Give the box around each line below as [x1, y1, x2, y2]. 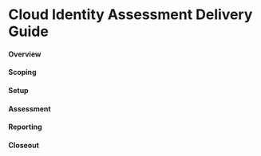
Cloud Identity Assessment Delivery [8, 6, 253, 24]
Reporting [8, 122, 42, 132]
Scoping [8, 68, 38, 77]
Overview [8, 49, 42, 59]
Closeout [8, 140, 40, 150]
